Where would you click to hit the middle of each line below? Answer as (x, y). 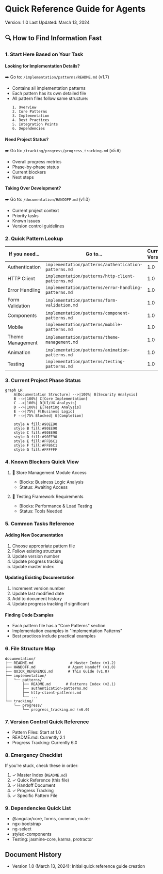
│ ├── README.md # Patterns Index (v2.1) (61, 684)
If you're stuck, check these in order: (42, 766)
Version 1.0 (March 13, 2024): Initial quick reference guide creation (79, 866)
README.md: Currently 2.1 (39, 737)
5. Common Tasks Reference (40, 524)
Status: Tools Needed (41, 511)
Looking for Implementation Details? (42, 66)
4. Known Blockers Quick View (42, 462)
